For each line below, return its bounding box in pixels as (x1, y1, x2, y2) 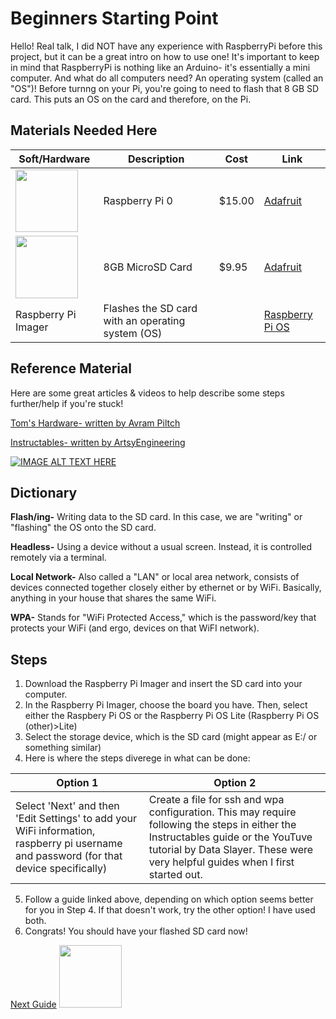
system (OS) (103, 326, 163, 340)
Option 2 (213, 776, 257, 790)
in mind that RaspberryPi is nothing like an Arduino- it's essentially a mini (10, 61, 311, 73)
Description (127, 152, 185, 166)
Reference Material (10, 360, 132, 377)
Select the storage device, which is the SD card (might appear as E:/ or (24, 731, 318, 743)
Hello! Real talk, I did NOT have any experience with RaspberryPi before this (10, 40, 323, 52)
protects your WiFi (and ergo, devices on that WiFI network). (10, 622, 260, 634)
